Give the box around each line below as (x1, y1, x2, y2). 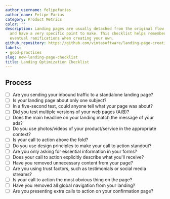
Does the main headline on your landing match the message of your (12, 115, 154, 121)
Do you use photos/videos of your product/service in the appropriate (12, 125, 157, 132)
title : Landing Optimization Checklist (5, 59, 90, 64)
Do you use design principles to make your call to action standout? (12, 143, 152, 149)
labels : (5, 45, 22, 50)
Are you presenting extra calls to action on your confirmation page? (12, 188, 153, 194)
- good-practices (5, 50, 42, 55)
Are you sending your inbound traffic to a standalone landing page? (12, 92, 153, 98)
